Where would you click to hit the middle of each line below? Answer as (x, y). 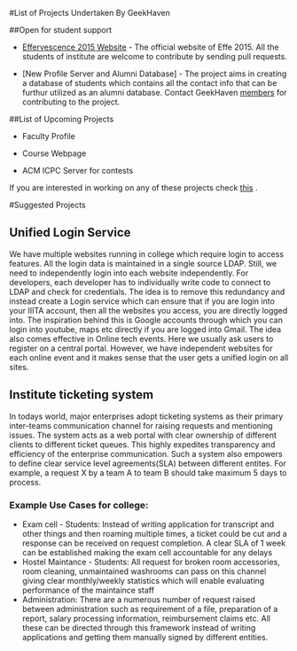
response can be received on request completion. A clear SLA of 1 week (154, 543)
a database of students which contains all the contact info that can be (149, 83)
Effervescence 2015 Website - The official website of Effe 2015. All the (150, 47)
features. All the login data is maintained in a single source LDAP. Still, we (143, 263)
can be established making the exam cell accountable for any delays (147, 552)
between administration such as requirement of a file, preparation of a (150, 608)
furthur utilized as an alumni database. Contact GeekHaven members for (154, 93)
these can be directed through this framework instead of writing (139, 627)
